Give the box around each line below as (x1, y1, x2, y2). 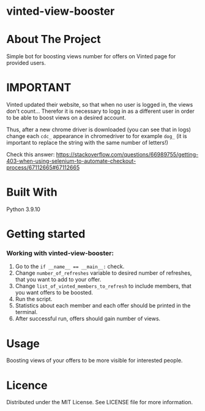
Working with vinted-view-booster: (6, 249, 114, 258)
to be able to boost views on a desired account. (6, 114, 127, 121)
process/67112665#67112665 (6, 164, 80, 171)
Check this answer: (6, 151, 55, 158)
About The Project (6, 33, 101, 47)
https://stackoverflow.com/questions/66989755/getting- (56, 151, 199, 158)
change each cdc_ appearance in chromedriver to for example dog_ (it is (6, 133, 187, 140)
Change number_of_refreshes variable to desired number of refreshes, (15, 269, 192, 277)
